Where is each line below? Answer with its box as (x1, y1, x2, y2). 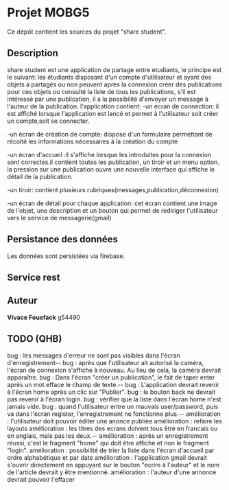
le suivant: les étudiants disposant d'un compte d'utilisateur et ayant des (7, 73, 212, 81)
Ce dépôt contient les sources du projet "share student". (7, 27, 167, 36)
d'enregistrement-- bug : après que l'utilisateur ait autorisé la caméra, (7, 358, 204, 366)
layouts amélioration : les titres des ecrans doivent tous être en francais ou (7, 424, 218, 432)
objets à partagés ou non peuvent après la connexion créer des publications (7, 80, 223, 89)
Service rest (7, 271, 60, 283)
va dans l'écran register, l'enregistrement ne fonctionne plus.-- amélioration (7, 410, 221, 418)
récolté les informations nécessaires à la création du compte (7, 137, 178, 145)
